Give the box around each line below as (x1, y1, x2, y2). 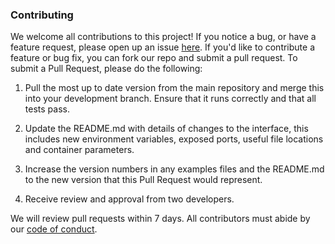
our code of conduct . (10, 223, 98, 235)
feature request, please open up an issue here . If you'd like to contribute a (10, 41, 316, 53)
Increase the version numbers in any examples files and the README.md (24, 163, 325, 175)
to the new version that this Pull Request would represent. (24, 174, 263, 186)
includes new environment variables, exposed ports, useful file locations (24, 133, 324, 145)
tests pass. (24, 103, 70, 115)
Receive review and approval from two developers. (24, 193, 235, 205)
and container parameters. (24, 144, 135, 156)
